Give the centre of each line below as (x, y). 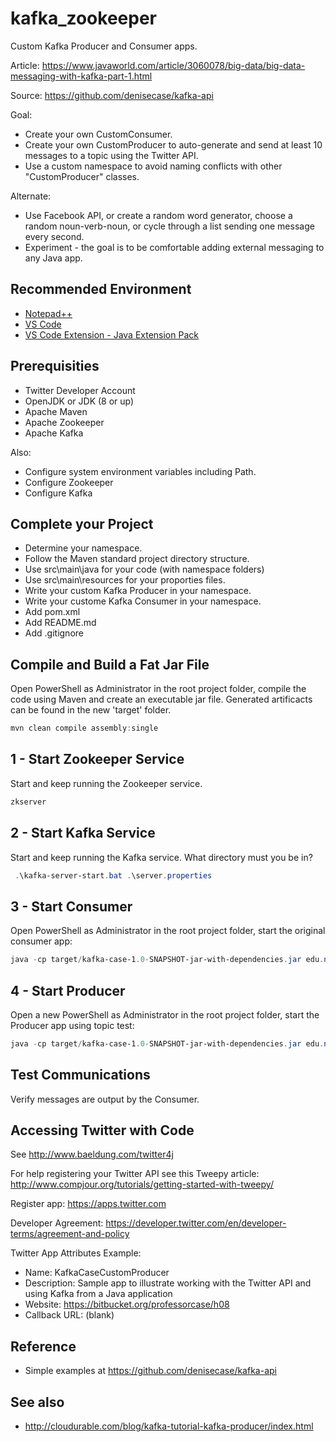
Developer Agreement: (57, 1223)
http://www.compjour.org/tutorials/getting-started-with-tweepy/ (142, 1184)
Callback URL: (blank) (69, 1315)
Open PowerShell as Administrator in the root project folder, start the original (168, 931)
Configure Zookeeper (69, 482)
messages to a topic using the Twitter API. (111, 155)
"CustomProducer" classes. (82, 176)
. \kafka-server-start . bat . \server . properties (113, 875)
